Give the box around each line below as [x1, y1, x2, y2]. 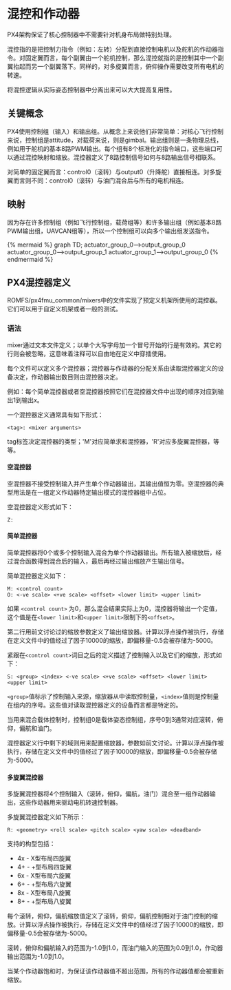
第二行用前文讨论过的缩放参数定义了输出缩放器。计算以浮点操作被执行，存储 [7, 628, 224, 636]
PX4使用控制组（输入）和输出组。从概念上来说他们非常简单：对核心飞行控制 [7, 127, 223, 135]
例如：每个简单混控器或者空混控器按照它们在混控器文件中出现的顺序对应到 [7, 387, 218, 395]
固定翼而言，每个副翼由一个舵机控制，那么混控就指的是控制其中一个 [25, 53, 218, 62]
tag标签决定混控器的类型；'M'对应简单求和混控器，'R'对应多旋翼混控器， [7, 437, 214, 445]
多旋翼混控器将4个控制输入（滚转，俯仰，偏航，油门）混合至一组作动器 [7, 790, 210, 798]
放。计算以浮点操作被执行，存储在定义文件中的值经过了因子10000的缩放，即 [7, 920, 224, 929]
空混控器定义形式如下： [7, 502, 74, 511]
